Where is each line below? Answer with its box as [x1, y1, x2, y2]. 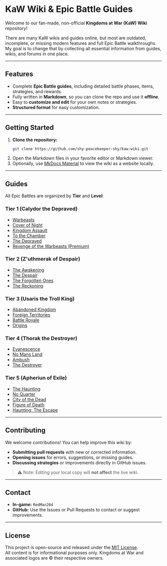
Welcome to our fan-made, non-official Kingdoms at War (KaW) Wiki [5, 20, 148, 26]
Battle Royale [12, 317, 40, 323]
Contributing [5, 426, 46, 434]
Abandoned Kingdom [12, 306, 56, 312]
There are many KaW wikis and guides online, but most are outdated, [5, 35, 147, 41]
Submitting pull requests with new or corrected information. [12, 449, 137, 455]
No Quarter [12, 391, 36, 397]
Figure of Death [12, 402, 45, 408]
